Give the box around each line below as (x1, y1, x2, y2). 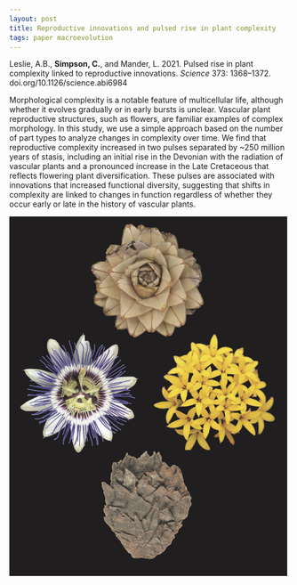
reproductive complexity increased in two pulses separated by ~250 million (9, 142, 285, 153)
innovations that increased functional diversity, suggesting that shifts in (9, 180, 270, 191)
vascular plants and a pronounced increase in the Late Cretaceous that (9, 161, 269, 172)
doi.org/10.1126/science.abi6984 (9, 77, 128, 88)
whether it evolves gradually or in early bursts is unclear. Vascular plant (9, 104, 271, 115)
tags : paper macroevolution (9, 33, 114, 42)
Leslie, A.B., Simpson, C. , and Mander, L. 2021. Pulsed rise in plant (9, 59, 253, 69)
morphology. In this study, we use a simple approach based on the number (9, 123, 284, 134)
